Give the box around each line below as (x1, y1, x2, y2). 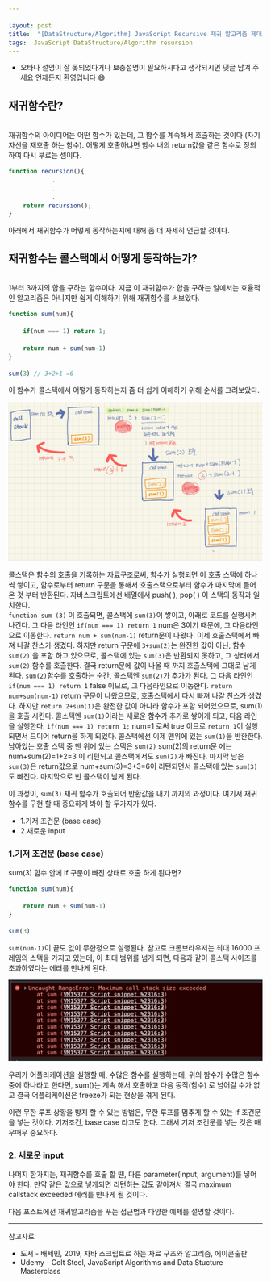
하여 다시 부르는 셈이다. (8, 150, 82, 161)
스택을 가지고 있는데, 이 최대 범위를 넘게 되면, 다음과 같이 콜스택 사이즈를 (29, 953, 258, 963)
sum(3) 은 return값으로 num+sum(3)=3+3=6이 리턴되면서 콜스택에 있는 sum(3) (8, 761, 258, 770)
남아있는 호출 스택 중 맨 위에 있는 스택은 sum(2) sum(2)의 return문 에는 (8, 741, 232, 750)
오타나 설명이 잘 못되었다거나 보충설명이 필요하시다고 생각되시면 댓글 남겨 (19, 63, 252, 73)
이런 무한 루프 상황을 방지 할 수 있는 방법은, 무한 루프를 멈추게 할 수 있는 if (8, 1108, 240, 1117)
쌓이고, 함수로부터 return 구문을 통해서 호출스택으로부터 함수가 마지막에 (16, 579, 242, 589)
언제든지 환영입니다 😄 (35, 73, 106, 82)
